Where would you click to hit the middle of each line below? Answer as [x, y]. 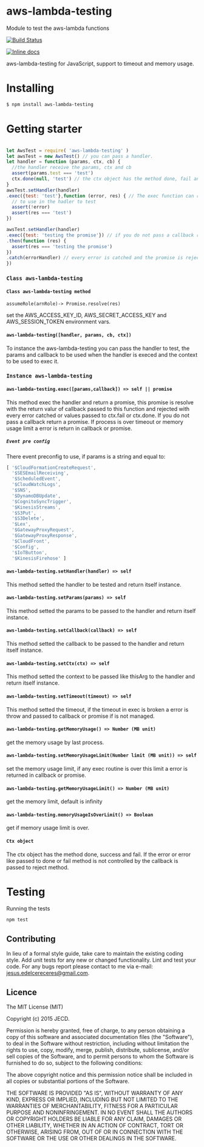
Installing [30, 88]
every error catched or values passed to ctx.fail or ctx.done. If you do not [98, 415]
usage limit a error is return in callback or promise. [69, 428]
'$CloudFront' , [31, 541]
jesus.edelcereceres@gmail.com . [48, 973]
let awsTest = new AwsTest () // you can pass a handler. [80, 156]
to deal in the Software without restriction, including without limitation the [98, 1043]
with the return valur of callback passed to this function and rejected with [98, 409]
